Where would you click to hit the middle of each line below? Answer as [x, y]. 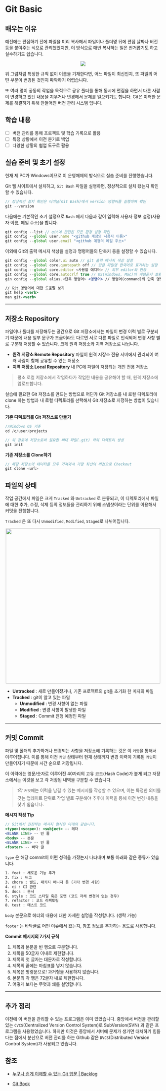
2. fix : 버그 [19, 878]
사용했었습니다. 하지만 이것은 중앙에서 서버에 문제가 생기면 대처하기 [87, 1031]
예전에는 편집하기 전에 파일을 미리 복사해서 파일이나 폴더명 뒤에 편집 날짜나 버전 [82, 41]
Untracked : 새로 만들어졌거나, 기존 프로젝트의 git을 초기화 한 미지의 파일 [83, 691]
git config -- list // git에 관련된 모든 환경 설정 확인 [58, 232]
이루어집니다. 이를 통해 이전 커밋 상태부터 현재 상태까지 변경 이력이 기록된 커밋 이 [81, 757]
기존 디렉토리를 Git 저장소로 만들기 [38, 417]
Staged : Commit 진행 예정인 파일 [53, 716]
